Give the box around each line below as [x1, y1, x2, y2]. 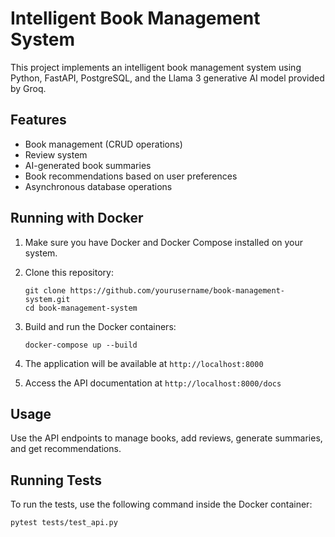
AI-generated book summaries [24, 159, 152, 171]
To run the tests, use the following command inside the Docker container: [10, 498, 313, 511]
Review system [24, 148, 88, 161]
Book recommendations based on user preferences [24, 170, 238, 182]
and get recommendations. [10, 443, 122, 455]
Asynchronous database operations [24, 180, 173, 192]
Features [10, 112, 67, 129]
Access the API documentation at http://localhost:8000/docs [24, 377, 282, 389]
